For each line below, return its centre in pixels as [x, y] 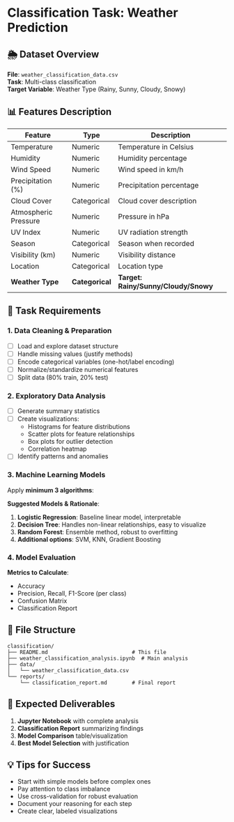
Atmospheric [32, 212]
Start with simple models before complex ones [84, 782]
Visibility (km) [33, 254]
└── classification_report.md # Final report [98, 683]
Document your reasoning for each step [75, 804]
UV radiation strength [153, 232]
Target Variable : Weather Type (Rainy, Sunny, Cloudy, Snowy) [96, 89]
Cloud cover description [157, 201]
